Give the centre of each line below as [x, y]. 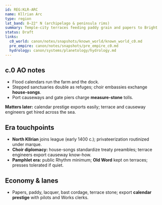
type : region [18, 19]
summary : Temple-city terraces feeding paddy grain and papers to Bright [81, 28]
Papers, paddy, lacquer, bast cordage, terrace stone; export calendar [82, 192]
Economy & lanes [32, 180]
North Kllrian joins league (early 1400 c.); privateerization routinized [81, 139]
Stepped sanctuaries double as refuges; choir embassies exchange [80, 87]
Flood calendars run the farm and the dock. [56, 82]
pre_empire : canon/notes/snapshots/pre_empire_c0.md [64, 46]
